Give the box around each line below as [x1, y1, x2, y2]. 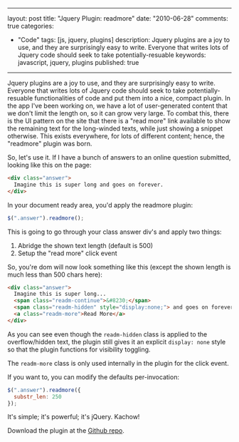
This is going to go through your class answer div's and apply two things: [7, 227, 222, 236]
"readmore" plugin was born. [7, 140, 92, 148]
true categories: [7, 22, 55, 30]
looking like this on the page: [7, 161, 92, 169]
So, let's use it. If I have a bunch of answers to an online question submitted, [7, 153, 231, 161]
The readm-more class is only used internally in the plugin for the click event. [7, 359, 229, 367]
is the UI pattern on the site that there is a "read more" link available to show [7, 117, 231, 125]
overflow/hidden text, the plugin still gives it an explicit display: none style [7, 337, 226, 346]
